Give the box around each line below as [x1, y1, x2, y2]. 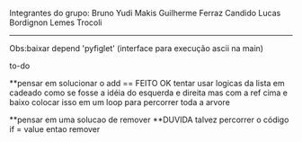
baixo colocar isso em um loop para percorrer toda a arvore [9, 97, 231, 107]
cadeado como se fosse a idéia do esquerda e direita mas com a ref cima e [9, 87, 289, 98]
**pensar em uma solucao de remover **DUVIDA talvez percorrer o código [9, 114, 289, 125]
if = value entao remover [9, 124, 101, 134]
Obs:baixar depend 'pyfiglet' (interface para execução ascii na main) [9, 43, 263, 53]
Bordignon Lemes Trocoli [9, 17, 102, 28]
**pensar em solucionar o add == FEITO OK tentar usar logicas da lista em [9, 78, 285, 88]
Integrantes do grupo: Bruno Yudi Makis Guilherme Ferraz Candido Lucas [9, 8, 281, 18]
